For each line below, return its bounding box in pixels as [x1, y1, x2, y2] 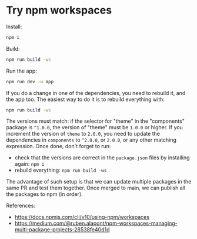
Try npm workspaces [6, 4, 112, 17]
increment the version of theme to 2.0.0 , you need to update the [6, 130, 161, 137]
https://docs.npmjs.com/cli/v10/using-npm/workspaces [14, 214, 150, 221]
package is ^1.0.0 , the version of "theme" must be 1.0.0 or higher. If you [6, 124, 183, 131]
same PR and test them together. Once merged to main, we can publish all [6, 184, 186, 192]
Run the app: [6, 67, 37, 74]
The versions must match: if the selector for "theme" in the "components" [6, 117, 185, 125]
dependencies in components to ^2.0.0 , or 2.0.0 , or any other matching [6, 136, 176, 143]
